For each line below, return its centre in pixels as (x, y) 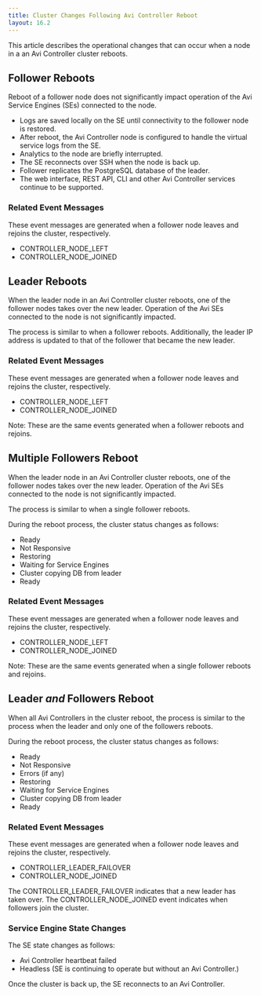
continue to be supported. (62, 187)
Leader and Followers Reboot (81, 699)
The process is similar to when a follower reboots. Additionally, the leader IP (130, 332)
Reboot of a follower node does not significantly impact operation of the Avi (130, 97)
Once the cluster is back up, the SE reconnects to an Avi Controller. (117, 984)
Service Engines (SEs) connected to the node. (82, 105)
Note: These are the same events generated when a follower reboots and (126, 425)
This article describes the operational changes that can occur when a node (129, 45)
